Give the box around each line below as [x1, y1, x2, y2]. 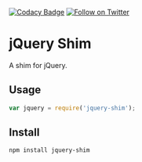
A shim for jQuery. [9, 60, 67, 70]
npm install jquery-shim [9, 146, 90, 154]
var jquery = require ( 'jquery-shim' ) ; [9, 104, 136, 112]
